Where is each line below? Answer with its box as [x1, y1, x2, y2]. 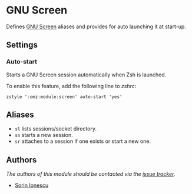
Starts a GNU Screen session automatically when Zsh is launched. [6, 71, 167, 78]
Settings [6, 40, 38, 50]
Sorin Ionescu [14, 182, 49, 189]
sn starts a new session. [14, 132, 74, 139]
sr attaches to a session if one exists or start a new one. [14, 138, 151, 145]
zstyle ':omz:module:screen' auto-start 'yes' [6, 93, 123, 100]
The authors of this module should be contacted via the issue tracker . [6, 170, 176, 178]
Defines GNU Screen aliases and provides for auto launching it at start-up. [6, 23, 187, 30]
